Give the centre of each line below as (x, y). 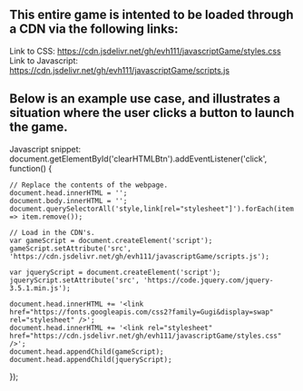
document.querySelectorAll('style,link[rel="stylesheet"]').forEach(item (152, 209)
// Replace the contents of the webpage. (89, 185)
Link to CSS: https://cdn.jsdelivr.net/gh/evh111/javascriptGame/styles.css (145, 51)
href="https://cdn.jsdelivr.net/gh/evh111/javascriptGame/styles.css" (146, 336)
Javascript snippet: (45, 149)
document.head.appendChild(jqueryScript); (91, 359)
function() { (31, 168)
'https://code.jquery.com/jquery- (209, 280)
